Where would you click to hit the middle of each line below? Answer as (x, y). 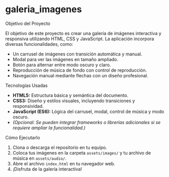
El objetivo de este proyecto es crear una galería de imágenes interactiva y (83, 33)
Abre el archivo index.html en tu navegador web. (64, 163)
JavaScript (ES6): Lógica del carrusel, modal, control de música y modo (88, 111)
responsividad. (28, 106)
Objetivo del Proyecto (28, 23)
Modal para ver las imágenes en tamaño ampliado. (65, 59)
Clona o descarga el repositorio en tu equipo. (60, 147)
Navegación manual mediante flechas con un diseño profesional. (80, 75)
